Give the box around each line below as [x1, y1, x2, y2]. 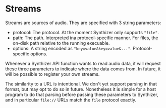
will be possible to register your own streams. [5, 71, 100, 77]
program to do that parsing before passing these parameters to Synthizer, [5, 91, 158, 97]
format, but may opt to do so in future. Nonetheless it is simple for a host [5, 86, 156, 92]
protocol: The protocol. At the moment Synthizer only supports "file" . [12, 29, 159, 35]
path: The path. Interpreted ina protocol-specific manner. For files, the [12, 35, 158, 41]
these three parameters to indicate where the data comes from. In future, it [5, 66, 161, 72]
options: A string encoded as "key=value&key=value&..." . [12, 45, 132, 51]
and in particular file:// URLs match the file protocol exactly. [5, 96, 137, 103]
